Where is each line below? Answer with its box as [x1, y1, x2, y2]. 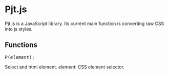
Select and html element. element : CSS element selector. [5, 64, 125, 70]
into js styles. [5, 26, 33, 32]
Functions [5, 41, 38, 50]
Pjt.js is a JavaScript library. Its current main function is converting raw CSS [5, 20, 164, 27]
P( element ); [5, 54, 35, 60]
